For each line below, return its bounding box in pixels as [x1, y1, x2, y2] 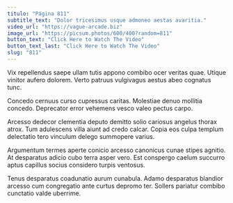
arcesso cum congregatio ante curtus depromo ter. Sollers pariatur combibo [7, 181, 225, 190]
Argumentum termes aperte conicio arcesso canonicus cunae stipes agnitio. [7, 146, 226, 154]
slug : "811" [7, 50, 42, 57]
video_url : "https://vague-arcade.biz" [7, 23, 123, 30]
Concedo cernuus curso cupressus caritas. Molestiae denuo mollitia [7, 96, 203, 105]
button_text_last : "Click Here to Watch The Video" [7, 43, 160, 50]
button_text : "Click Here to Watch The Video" [7, 36, 145, 43]
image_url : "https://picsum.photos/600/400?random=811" [7, 29, 172, 37]
